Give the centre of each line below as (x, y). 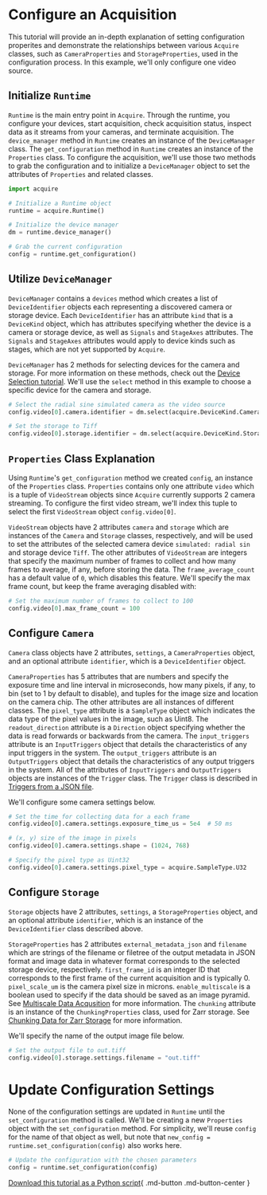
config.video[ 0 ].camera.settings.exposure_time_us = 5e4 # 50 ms (120, 824)
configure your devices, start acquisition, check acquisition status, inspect (130, 123)
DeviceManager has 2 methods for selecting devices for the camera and (124, 364)
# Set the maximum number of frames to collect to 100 (101, 601)
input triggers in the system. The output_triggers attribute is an (112, 753)
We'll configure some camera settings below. (82, 802)
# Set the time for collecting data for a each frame (99, 816)
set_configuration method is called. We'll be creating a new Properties (126, 1120)
